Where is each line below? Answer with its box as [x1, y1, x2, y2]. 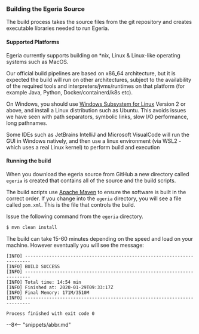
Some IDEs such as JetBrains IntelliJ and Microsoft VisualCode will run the [6, 131, 189, 138]
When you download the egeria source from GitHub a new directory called [6, 170, 189, 177]
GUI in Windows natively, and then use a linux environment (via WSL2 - [6, 137, 182, 145]
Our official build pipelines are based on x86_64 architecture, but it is [6, 69, 176, 76]
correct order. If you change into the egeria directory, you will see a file [6, 195, 182, 202]
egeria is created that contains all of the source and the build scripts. [6, 177, 176, 184]
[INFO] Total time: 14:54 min [6, 279, 82, 285]
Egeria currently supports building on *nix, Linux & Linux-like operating [6, 51, 180, 59]
